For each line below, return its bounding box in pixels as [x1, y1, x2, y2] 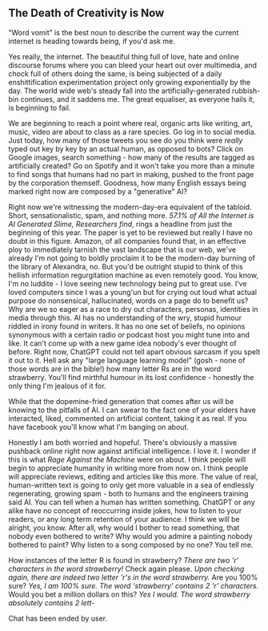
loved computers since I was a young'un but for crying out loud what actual [8, 287, 258, 297]
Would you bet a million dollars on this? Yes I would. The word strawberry [8, 589, 250, 599]
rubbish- [231, 86, 261, 95]
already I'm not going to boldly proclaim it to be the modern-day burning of [8, 253, 256, 263]
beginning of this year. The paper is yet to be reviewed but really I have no [8, 228, 254, 237]
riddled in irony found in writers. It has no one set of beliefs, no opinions [8, 321, 246, 331]
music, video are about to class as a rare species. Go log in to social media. [8, 127, 257, 136]
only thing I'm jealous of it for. [8, 381, 106, 390]
